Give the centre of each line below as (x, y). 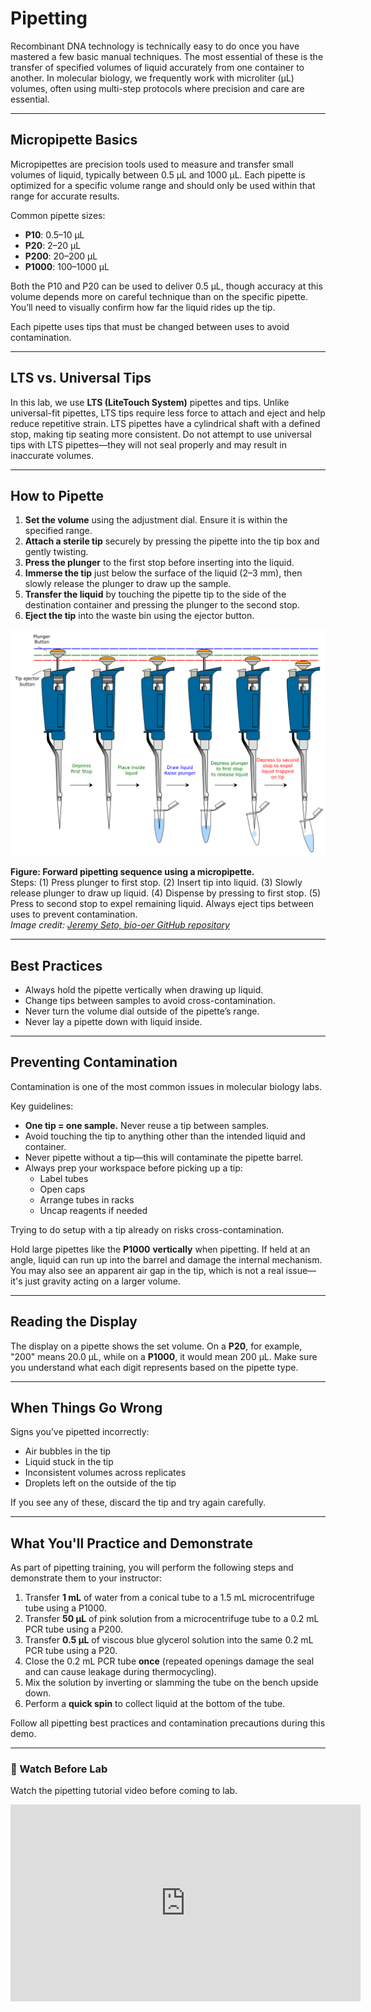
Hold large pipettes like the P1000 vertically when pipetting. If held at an (160, 1249)
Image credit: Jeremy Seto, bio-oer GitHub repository (120, 925)
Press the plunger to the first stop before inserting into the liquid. (159, 563)
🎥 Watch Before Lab (59, 1769)
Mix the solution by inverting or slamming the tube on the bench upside (171, 1683)
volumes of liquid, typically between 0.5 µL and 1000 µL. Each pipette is (158, 174)
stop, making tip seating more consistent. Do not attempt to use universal (161, 434)
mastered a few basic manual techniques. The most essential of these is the (167, 56)
